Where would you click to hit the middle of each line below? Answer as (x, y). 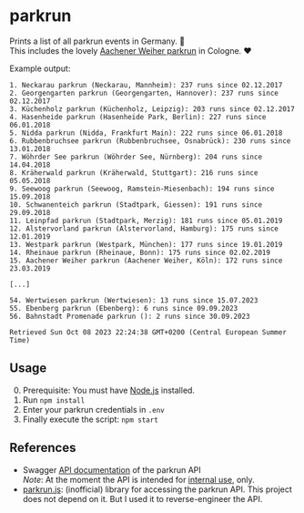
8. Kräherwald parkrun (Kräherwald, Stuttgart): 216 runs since (134, 173)
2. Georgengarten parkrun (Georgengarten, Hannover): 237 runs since (144, 93)
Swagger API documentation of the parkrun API (112, 469)
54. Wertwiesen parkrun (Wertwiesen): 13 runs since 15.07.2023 (134, 300)
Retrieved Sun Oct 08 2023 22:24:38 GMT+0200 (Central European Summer (148, 332)
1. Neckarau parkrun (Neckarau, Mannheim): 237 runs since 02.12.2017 (146, 85)
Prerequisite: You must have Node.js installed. (109, 390)
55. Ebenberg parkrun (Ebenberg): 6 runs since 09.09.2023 (124, 308)
